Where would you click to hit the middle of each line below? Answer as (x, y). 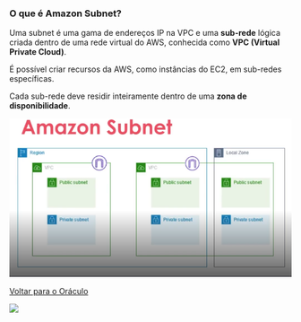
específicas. (32, 79)
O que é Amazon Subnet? (66, 13)
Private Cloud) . (38, 52)
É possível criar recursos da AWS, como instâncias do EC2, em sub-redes (146, 69)
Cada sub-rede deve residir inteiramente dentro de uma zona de (128, 96)
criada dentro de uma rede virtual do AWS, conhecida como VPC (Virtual (145, 42)
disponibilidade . (40, 106)
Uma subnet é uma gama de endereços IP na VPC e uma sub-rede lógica (145, 33)
